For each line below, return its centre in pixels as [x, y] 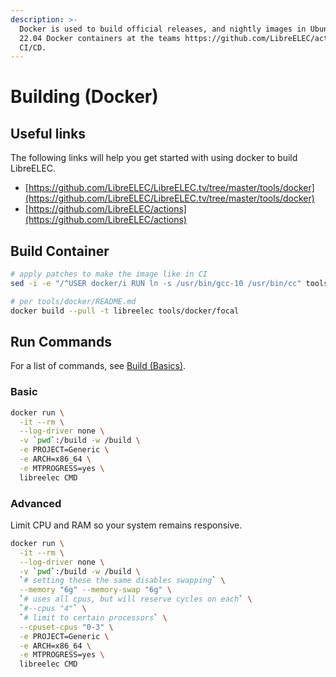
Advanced [36, 503]
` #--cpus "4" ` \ [53, 609]
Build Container [60, 251]
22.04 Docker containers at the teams [100, 38]
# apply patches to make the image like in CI [109, 274]
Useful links [48, 133]
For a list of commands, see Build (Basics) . [98, 366]
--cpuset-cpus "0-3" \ [66, 627]
